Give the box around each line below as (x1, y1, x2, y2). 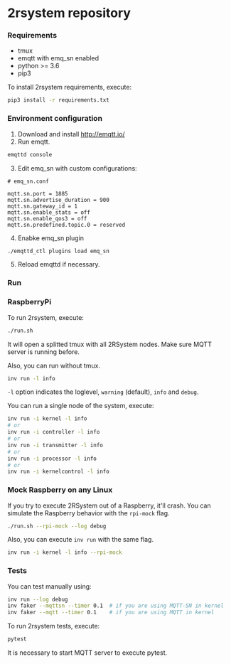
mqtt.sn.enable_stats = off (7, 208, 91, 216)
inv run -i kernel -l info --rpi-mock (7, 549, 122, 556)
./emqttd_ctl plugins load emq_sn (7, 247, 110, 255)
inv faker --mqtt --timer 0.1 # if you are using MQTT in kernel (7, 609, 215, 616)
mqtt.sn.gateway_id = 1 (7, 203, 78, 210)
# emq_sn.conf (7, 178, 50, 185)
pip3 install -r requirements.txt (7, 97, 110, 104)
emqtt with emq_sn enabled (17, 54, 100, 63)
